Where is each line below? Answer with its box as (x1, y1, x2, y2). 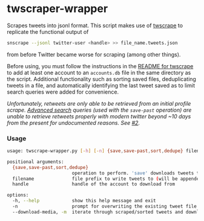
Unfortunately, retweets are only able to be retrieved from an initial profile (7, 100, 191, 107)
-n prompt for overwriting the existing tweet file (12, 203, 197, 210)
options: (7, 192, 29, 198)
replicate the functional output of (7, 28, 89, 35)
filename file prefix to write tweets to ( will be (12, 176, 178, 182)
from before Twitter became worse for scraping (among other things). (7, 51, 181, 58)
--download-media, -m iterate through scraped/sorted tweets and (12, 209, 183, 215)
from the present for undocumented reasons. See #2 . (7, 119, 140, 126)
